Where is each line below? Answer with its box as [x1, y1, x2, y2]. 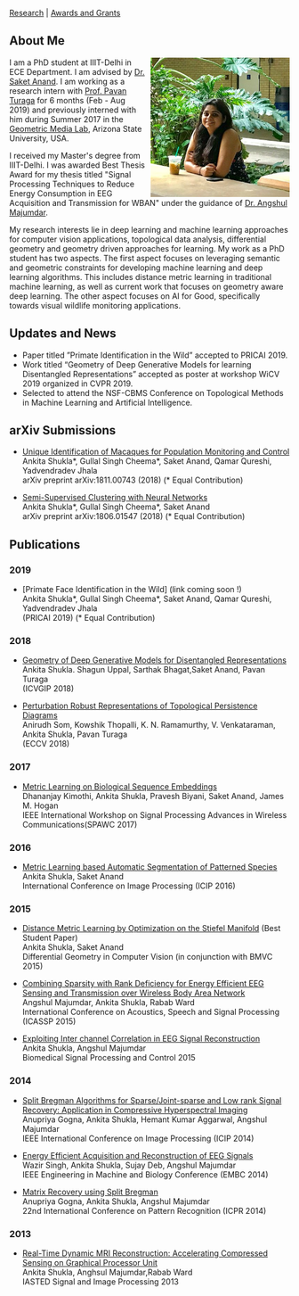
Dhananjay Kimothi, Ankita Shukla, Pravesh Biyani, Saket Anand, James [21, 790, 285, 801]
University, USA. [9, 133, 69, 144]
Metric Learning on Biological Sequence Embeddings [21, 780, 218, 792]
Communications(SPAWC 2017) [21, 819, 138, 830]
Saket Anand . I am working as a [9, 76, 125, 87]
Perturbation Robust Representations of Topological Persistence [21, 700, 258, 712]
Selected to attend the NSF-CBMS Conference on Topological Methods [21, 387, 284, 398]
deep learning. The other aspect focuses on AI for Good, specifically [9, 290, 261, 301]
